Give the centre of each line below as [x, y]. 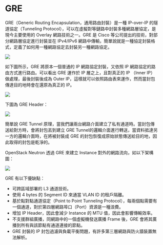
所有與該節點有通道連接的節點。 [53, 225]
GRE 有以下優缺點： [25, 178]
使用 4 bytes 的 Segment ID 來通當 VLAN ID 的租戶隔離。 [69, 194]
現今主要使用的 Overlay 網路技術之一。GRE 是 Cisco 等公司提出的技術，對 [79, 35]
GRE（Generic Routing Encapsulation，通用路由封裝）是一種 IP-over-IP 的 [79, 22]
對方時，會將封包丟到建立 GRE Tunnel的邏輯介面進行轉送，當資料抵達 [83, 130]
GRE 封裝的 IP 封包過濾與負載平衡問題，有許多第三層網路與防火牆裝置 [82, 231]
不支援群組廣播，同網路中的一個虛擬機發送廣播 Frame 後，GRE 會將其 [82, 219]
